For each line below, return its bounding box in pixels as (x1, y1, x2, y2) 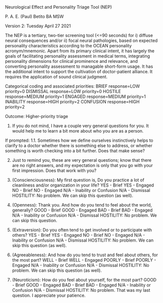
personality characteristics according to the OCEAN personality (5, 43, 132, 48)
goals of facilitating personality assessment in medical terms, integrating (5, 53, 150, 59)
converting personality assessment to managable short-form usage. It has (5, 63, 153, 69)
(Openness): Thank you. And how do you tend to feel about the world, (12, 202, 152, 208)
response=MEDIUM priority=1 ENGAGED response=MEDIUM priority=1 (5, 94, 146, 99)
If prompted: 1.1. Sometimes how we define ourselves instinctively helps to (5, 137, 154, 143)
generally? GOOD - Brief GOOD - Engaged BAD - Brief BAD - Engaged (12, 207, 153, 213)
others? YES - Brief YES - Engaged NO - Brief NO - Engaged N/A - (12, 232, 146, 238)
